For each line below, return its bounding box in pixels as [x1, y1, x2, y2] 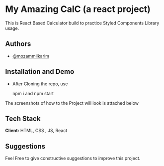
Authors [5, 40, 31, 48]
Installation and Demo [5, 67, 75, 76]
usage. [5, 25, 19, 31]
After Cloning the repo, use [12, 81, 68, 87]
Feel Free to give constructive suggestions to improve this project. [5, 156, 141, 162]
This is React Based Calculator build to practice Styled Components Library [5, 20, 160, 26]
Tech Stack [5, 114, 41, 123]
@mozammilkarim [12, 53, 50, 59]
